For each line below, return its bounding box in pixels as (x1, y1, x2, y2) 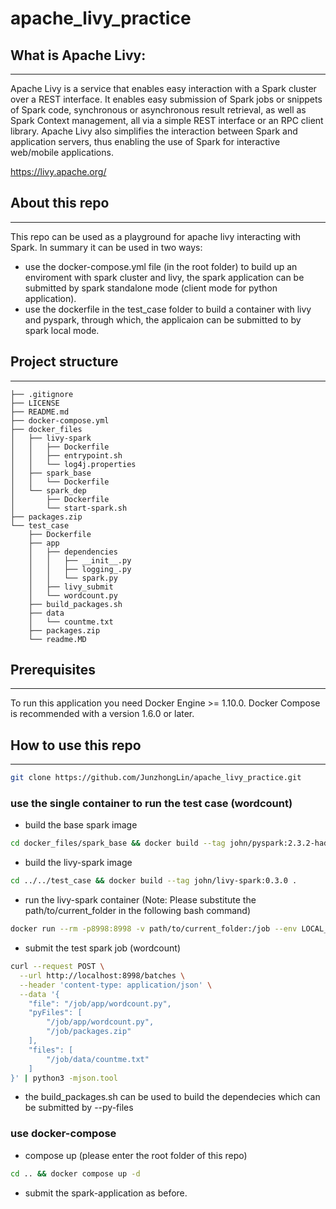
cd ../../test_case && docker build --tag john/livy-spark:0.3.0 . (10, 876, 298, 886)
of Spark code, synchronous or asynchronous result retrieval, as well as (10, 104, 307, 116)
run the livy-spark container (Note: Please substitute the (24, 894, 257, 906)
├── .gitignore (10, 389, 74, 399)
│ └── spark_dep (10, 485, 87, 496)
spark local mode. (24, 324, 100, 336)
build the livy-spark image (24, 857, 133, 869)
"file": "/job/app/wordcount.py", (28, 998, 172, 1009)
